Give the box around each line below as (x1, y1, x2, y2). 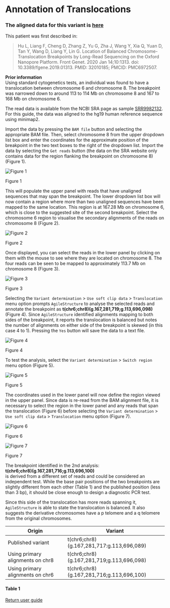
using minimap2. (5, 117, 40, 123)
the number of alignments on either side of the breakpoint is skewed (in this (5, 322, 163, 328)
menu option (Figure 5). (5, 362, 55, 368)
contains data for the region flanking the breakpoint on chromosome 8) (5, 153, 153, 159)
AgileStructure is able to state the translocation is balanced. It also (5, 505, 145, 511)
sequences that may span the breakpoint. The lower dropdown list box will (5, 194, 161, 200)
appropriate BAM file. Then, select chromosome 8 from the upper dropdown (5, 132, 164, 138)
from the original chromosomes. (5, 515, 72, 521)
